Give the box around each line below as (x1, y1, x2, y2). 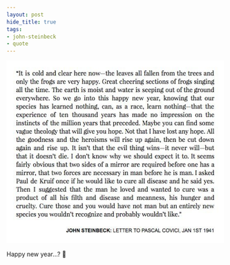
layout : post (6, 11, 44, 18)
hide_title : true (6, 18, 57, 26)
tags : (6, 26, 22, 33)
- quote (6, 40, 29, 48)
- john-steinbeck (6, 33, 57, 40)
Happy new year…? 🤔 (6, 250, 66, 258)
